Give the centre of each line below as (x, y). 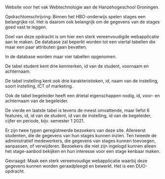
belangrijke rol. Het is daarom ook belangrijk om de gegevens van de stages (82, 22)
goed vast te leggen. (26, 27)
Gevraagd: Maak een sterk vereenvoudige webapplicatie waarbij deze (76, 161)
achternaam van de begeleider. (37, 101)
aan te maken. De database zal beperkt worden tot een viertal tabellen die (80, 42)
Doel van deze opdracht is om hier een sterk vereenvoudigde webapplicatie (82, 37)
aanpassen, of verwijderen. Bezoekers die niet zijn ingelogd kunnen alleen (81, 146)
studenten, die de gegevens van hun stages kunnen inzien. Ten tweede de (81, 135)
